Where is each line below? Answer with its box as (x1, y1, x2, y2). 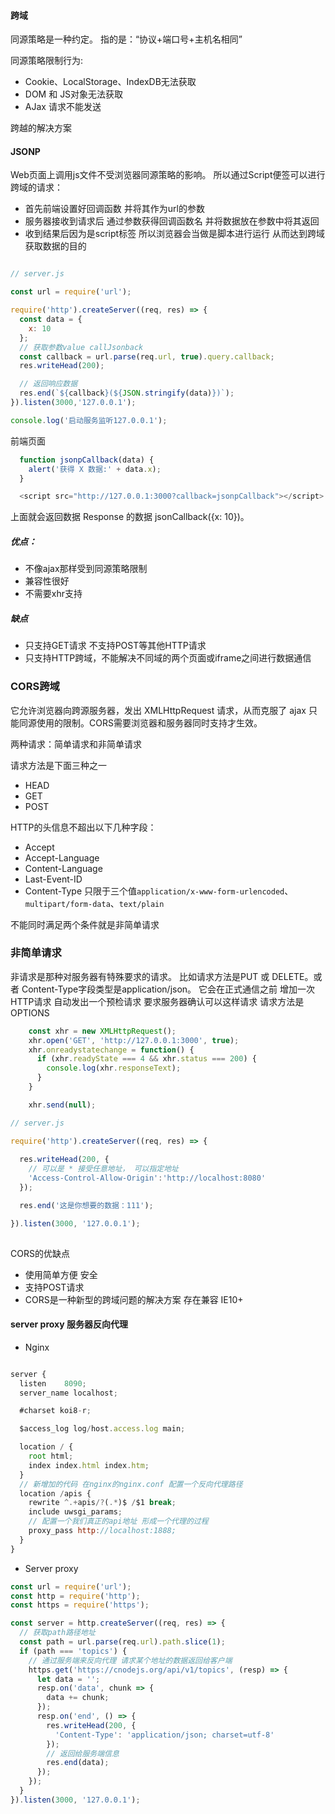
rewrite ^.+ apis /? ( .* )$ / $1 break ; (28, 1498, 177, 1508)
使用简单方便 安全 (24, 1268, 98, 1280)
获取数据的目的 (24, 240, 87, 252)
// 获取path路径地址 (19, 1628, 96, 1638)
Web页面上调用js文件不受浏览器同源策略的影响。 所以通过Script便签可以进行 (10, 169, 326, 181)
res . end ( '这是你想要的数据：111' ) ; (19, 1200, 154, 1210)
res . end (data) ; (46, 1758, 110, 1768)
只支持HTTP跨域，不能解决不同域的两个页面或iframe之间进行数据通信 (24, 652, 312, 664)
